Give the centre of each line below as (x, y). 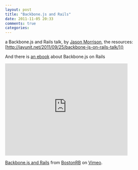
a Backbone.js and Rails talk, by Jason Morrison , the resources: (69, 42)
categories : (17, 28)
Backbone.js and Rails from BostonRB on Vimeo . (54, 163)
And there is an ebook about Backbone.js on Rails (55, 57)
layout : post (18, 10)
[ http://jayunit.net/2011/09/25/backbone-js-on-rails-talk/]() (64, 47)
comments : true (21, 23)
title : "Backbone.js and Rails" (38, 14)
